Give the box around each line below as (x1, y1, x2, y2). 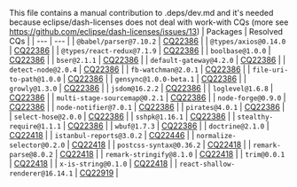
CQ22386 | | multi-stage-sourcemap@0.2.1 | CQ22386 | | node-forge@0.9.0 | (9, 92, 286, 103)
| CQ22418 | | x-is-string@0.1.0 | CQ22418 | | (9, 159, 177, 168)
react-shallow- (178, 160, 236, 168)
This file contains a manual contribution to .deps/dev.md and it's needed (9, 8, 274, 18)
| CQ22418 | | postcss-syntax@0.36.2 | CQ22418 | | (66, 139, 251, 150)
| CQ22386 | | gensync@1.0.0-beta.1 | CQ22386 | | (63, 74, 246, 83)
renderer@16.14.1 (9, 169, 74, 178)
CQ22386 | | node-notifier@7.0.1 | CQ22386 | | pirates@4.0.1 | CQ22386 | (9, 102, 285, 112)
